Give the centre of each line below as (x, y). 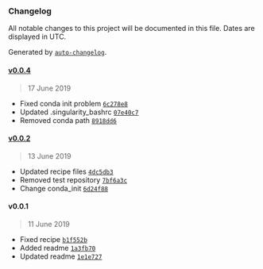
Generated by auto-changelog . (58, 52)
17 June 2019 (49, 88)
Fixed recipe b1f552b (53, 239)
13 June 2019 (49, 156)
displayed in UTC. (37, 37)
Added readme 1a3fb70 (58, 248)
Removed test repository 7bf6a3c (73, 179)
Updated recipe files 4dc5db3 (66, 171)
